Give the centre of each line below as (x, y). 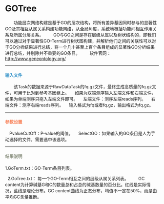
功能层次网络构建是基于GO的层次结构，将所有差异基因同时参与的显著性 (85, 22)
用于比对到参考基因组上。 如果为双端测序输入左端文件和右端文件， (87, 93)
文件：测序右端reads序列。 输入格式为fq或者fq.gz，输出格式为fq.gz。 (81, 105)
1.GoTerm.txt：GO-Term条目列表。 (40, 168)
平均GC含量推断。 (23, 197)
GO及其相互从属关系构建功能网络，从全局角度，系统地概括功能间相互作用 (79, 29)
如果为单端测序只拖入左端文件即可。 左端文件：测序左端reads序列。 (76, 99)
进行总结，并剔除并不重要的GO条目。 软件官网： (58, 53)
